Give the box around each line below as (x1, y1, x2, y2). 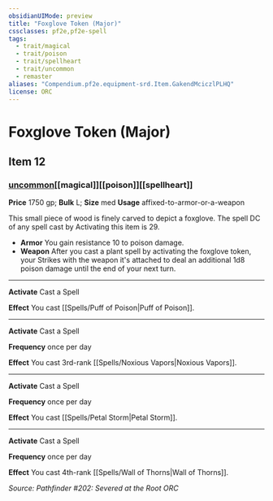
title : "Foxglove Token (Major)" (8, 20, 122, 28)
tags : (8, 34, 27, 43)
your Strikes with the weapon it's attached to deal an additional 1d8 (19, 255, 245, 265)
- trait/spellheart (15, 58, 82, 66)
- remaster (15, 72, 53, 81)
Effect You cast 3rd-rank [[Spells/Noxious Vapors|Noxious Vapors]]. (8, 358, 237, 368)
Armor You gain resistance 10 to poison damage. (19, 237, 184, 248)
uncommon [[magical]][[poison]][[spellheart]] (8, 179, 193, 190)
